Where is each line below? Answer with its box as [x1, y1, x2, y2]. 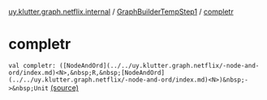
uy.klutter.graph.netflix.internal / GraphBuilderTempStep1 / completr [8, 7, 234, 16]
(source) [50, 82, 80, 92]
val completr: [8, 61, 57, 69]
